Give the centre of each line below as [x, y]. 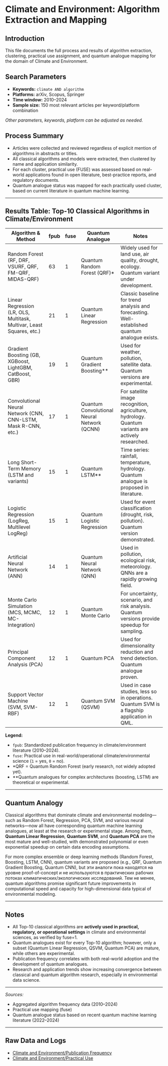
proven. [129, 677]
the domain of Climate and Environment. [47, 61]
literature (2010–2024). [36, 750]
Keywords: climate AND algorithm [48, 89]
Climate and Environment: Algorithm [82, 9]
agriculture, [134, 410]
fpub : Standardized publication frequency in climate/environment [79, 745]
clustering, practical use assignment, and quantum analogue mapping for [80, 56]
